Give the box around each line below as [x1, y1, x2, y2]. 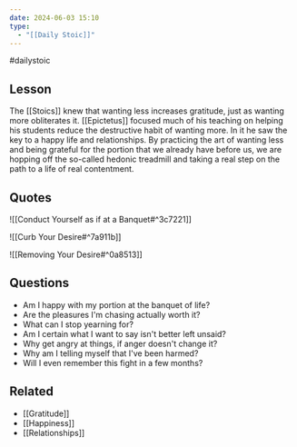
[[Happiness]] [22, 417, 75, 428]
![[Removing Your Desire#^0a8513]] [9, 249, 143, 260]
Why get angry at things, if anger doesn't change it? [22, 338, 218, 349]
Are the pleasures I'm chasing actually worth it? [22, 309, 201, 320]
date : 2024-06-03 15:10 [9, 13, 100, 23]
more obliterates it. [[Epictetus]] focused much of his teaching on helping [9, 115, 283, 126]
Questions [9, 275, 70, 291]
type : [9, 22, 30, 31]
